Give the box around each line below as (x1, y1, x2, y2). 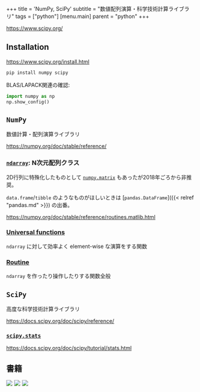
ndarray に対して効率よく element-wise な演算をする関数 (6, 243, 148, 250)
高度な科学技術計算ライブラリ (6, 305, 80, 312)
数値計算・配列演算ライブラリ (6, 131, 80, 138)
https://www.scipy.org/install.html (6, 58, 90, 65)
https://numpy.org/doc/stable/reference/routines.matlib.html (6, 213, 156, 220)
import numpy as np (6, 93, 55, 99)
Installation (6, 42, 49, 52)
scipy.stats (6, 332, 41, 339)
